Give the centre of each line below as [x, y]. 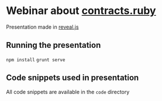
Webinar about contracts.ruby [81, 11]
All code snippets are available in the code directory [68, 92]
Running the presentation [54, 45]
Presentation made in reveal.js [42, 27]
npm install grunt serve [36, 60]
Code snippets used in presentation [73, 78]
